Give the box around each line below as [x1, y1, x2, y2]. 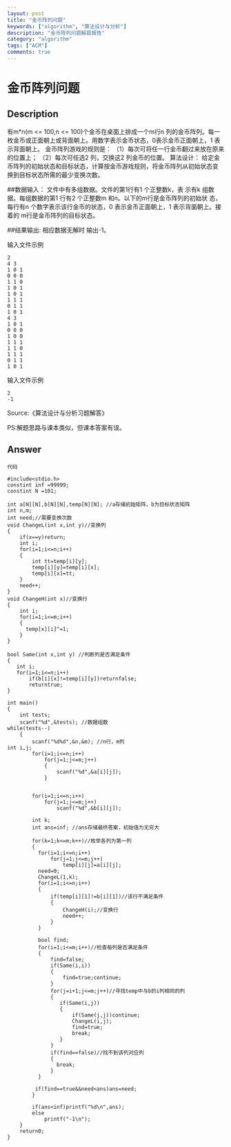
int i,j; [7, 744, 32, 751]
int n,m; [7, 507, 32, 514]
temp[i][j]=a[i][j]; [62, 861, 122, 868]
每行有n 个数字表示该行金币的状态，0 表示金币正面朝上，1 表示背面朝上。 [7, 202, 216, 210]
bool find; [37, 937, 70, 943]
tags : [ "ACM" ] [7, 42, 48, 49]
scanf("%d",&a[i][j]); [56, 768, 122, 775]
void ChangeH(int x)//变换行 [7, 595, 88, 602]
